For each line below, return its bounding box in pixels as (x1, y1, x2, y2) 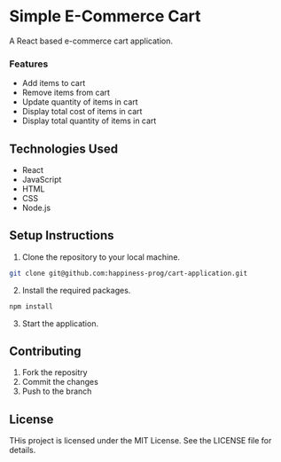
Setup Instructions (9, 228, 114, 243)
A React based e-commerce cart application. (9, 35, 173, 46)
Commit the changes (21, 377, 99, 388)
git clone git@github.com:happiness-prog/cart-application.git (9, 269, 248, 278)
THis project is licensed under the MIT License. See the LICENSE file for (9, 435, 272, 446)
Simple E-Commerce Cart (9, 6, 201, 27)
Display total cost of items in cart (21, 106, 143, 117)
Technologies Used (9, 141, 118, 156)
